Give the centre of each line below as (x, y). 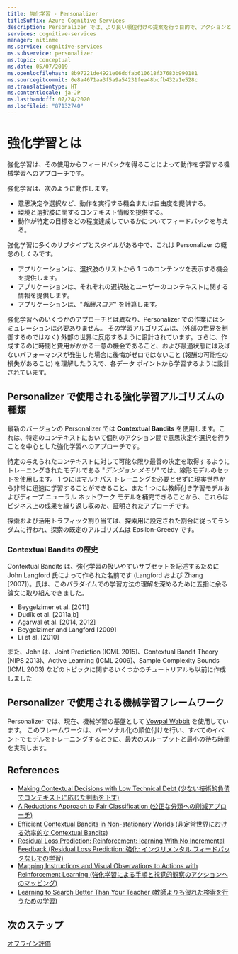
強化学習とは (45, 143)
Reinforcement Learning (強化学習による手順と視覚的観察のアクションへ (123, 874)
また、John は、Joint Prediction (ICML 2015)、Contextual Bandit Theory (113, 652)
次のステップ (35, 925)
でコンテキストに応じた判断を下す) (68, 797)
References (33, 770)
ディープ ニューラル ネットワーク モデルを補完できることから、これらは (124, 496)
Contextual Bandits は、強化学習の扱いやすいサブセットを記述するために (113, 566)
